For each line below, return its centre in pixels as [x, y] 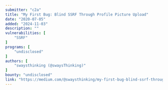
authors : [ [16, 61]
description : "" [22, 28]
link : [11, 79]
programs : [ [17, 47]
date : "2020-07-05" [25, 19]
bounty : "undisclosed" [29, 75]
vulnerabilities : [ [25, 33]
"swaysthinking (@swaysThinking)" [50, 65]
